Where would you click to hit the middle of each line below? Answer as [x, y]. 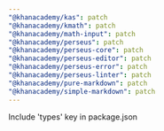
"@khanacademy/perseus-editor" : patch [80, 58]
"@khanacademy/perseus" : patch [66, 42]
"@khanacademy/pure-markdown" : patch [78, 83]
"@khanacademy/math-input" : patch [72, 34]
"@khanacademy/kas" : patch [58, 17]
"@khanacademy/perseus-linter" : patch [80, 75]
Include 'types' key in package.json [73, 117]
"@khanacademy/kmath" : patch [62, 26]
